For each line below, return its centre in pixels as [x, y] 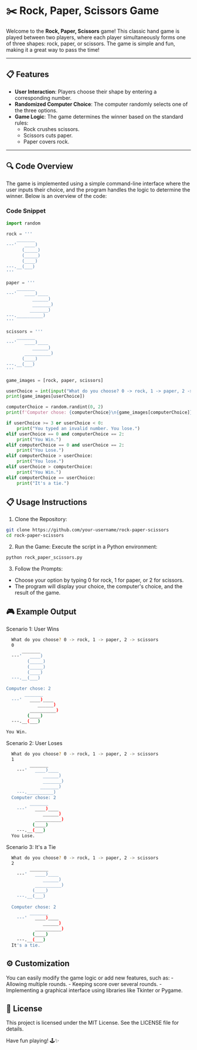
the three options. [36, 110]
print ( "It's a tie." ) [43, 483]
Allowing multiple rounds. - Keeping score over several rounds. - [84, 984]
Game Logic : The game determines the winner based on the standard [99, 116]
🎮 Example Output [41, 612]
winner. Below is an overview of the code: [57, 196]
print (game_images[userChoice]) [45, 397]
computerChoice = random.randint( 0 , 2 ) [55, 407]
